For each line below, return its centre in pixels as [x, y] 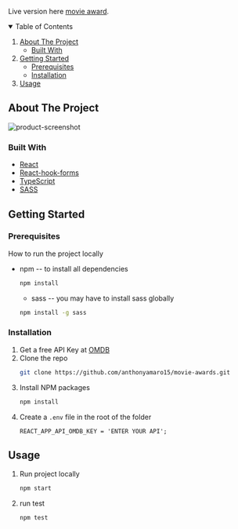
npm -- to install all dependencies [74, 268]
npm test [34, 518]
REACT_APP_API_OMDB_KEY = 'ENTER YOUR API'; [93, 431]
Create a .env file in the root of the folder [85, 417]
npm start [36, 489]
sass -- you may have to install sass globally [103, 298]
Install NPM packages [54, 387]
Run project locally [49, 474]
